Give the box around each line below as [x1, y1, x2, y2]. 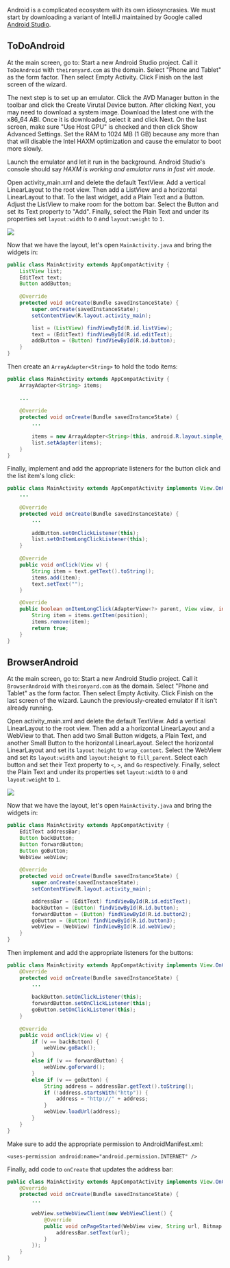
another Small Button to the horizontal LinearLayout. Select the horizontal [7, 739, 214, 747]
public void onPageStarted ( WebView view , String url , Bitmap [43, 1223, 222, 1230]
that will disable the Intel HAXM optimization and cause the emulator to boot [7, 137, 222, 145]
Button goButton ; [19, 847, 69, 854]
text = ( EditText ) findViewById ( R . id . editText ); [31, 331, 173, 338]
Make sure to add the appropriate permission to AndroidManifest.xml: [7, 1140, 203, 1148]
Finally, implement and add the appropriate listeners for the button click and [7, 464, 221, 473]
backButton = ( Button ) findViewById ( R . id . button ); [31, 904, 179, 911]
